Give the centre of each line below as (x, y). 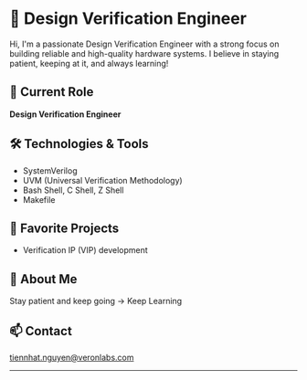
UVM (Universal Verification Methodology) (102, 180)
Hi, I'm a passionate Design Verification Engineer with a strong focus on (144, 44)
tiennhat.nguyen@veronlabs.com (72, 357)
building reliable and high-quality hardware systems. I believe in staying (144, 53)
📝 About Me (43, 279)
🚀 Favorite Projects (64, 228)
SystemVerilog (50, 170)
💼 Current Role (52, 92)
